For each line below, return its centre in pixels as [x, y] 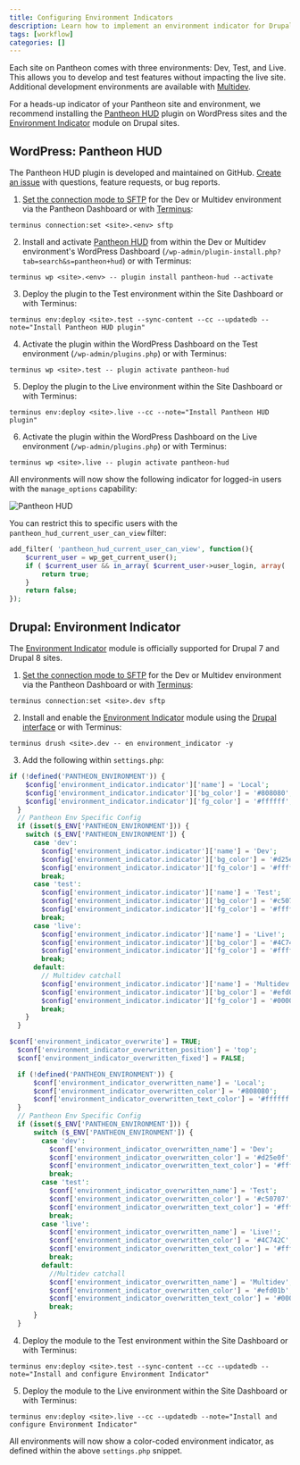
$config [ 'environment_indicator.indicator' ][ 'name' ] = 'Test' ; [161, 893]
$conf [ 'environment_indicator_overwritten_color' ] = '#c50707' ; [171, 1199]
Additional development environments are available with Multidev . [130, 87]
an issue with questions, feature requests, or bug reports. [115, 182]
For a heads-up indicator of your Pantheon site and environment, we [135, 105]
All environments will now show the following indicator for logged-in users [146, 480]
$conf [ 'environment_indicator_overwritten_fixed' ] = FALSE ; [131, 1058]
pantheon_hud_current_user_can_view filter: [88, 533]
